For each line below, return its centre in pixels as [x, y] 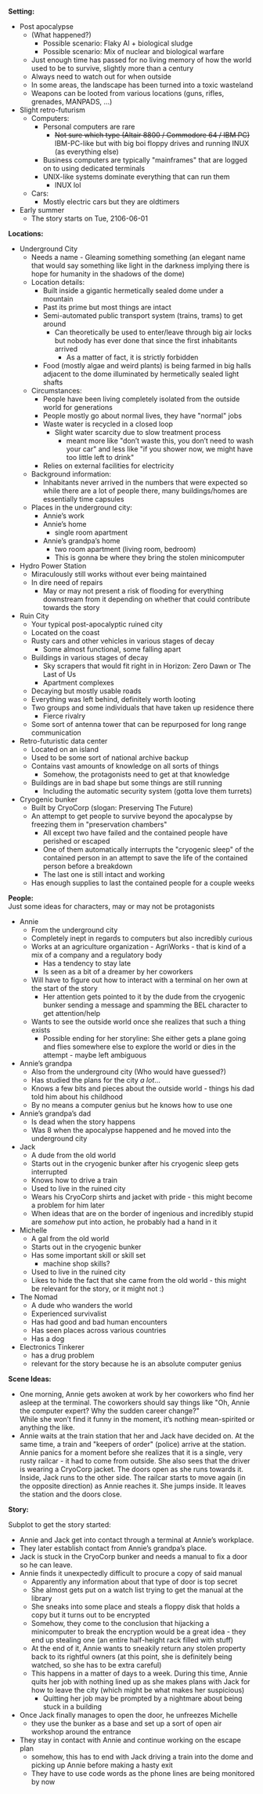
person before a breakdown [88, 866]
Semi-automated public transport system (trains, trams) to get [143, 316]
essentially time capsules [83, 499]
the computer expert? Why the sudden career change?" [109, 1411]
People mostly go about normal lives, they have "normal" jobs [142, 416]
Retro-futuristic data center [63, 741]
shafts [53, 382]
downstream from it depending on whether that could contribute [146, 599]
